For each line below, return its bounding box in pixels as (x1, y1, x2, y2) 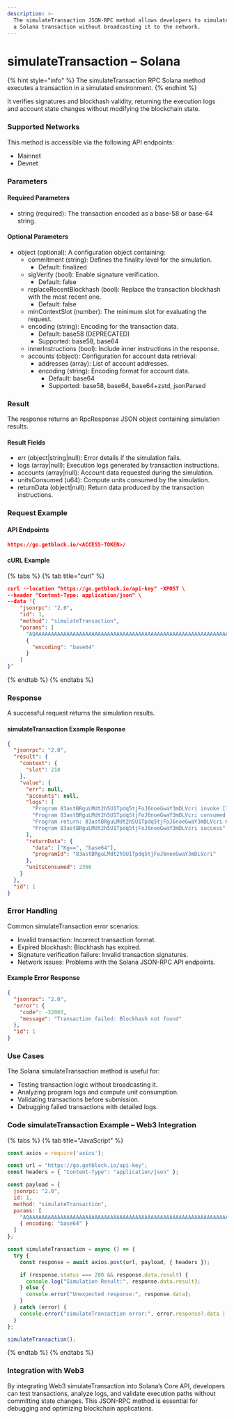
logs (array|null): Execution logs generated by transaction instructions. (17, 461, 219, 470)
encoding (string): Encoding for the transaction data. (27, 322, 179, 330)
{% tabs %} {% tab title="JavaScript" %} (7, 1136, 124, 1145)
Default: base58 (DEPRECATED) (38, 329, 130, 338)
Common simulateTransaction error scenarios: (7, 922, 140, 930)
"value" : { (19, 779, 52, 786)
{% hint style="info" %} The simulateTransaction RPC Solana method (7, 76, 205, 84)
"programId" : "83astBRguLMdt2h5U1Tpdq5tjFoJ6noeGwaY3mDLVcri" (32, 851, 217, 858)
